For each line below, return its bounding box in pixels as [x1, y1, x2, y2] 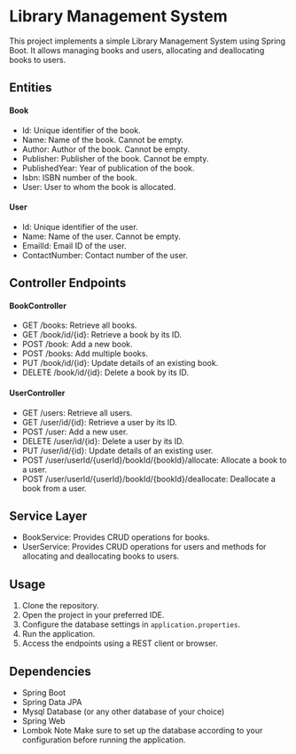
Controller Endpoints [9, 275, 127, 290]
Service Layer [9, 508, 88, 523]
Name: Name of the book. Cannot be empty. [21, 134, 184, 145]
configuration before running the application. [21, 734, 186, 745]
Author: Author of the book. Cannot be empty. [21, 144, 191, 155]
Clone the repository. [21, 600, 99, 611]
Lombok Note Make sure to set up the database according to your [21, 725, 263, 735]
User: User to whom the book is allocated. [21, 181, 176, 192]
